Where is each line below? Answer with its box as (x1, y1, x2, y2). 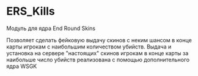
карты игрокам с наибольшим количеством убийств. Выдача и (6, 43, 172, 50)
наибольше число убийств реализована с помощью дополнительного (6, 56, 190, 63)
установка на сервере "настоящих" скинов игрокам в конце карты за (6, 49, 189, 56)
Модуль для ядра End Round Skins (6, 25, 96, 32)
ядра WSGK (6, 63, 37, 70)
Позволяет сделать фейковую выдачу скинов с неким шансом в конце (6, 36, 193, 44)
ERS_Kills (6, 4, 55, 18)
